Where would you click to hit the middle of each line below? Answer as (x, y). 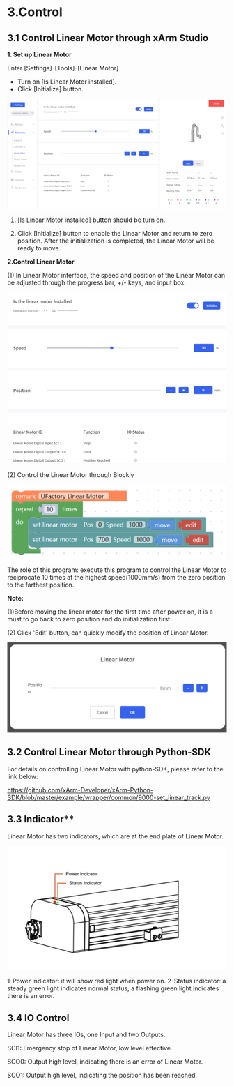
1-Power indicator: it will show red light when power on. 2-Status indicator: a (117, 981)
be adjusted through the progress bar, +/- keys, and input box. (97, 282)
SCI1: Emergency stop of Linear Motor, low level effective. (90, 1048)
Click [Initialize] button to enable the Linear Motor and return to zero (115, 234)
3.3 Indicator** (41, 819)
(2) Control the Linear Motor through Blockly (71, 474)
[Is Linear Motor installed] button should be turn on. (91, 220)
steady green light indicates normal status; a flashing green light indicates (113, 988)
